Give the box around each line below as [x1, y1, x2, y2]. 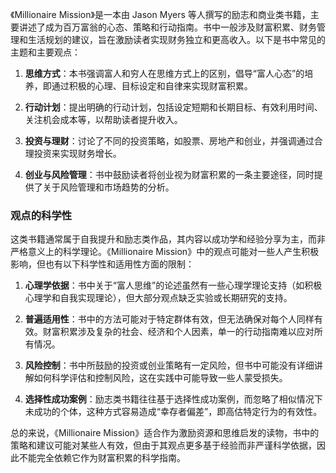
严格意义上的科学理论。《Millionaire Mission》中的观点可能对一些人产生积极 [10, 246, 320, 258]
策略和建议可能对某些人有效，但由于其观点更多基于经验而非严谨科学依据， [10, 439, 317, 452]
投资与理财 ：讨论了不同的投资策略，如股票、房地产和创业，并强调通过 [24, 135, 315, 147]
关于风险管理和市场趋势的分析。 [42, 181, 175, 193]
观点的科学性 [10, 208, 73, 222]
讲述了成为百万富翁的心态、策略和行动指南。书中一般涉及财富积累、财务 [18, 21, 317, 33]
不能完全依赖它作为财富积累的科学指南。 [18, 452, 186, 464]
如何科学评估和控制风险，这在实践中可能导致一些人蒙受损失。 [33, 372, 288, 384]
